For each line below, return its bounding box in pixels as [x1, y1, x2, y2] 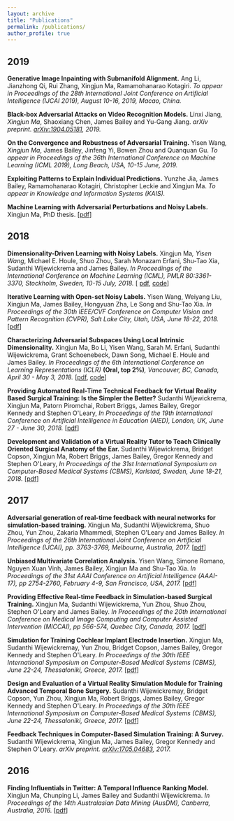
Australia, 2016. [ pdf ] [7, 806, 68, 814]
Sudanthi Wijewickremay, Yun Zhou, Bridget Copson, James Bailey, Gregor [7, 643, 223, 652]
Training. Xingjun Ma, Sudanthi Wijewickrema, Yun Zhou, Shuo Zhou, [7, 600, 207, 608]
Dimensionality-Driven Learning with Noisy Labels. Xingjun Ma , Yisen [7, 249, 212, 258]
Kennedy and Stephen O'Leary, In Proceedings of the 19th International [7, 409, 213, 417]
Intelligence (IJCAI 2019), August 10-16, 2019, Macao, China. [7, 97, 182, 105]
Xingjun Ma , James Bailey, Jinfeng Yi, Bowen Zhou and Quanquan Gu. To [7, 146, 218, 155]
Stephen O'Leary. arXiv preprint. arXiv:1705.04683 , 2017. [7, 745, 171, 753]
